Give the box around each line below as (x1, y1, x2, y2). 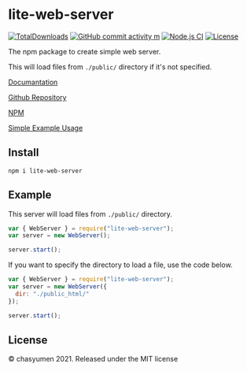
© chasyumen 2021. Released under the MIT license (8, 354, 179, 364)
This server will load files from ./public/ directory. (8, 209, 173, 218)
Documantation (8, 77, 58, 87)
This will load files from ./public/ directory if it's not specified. (8, 61, 212, 72)
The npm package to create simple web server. (8, 46, 161, 56)
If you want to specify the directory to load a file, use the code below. (8, 260, 234, 269)
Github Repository (8, 92, 67, 102)
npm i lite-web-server (8, 167, 83, 175)
